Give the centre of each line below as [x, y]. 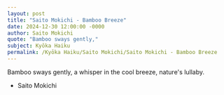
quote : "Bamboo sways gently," [53, 40]
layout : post [26, 14]
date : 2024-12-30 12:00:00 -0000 [56, 26]
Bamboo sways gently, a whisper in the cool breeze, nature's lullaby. [106, 72]
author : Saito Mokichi [40, 33]
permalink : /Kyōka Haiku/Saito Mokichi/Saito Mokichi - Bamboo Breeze [112, 53]
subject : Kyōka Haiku [39, 46]
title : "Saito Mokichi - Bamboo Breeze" [67, 20]
